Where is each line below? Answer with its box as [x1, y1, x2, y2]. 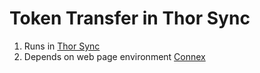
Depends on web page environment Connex [23, 50, 206, 62]
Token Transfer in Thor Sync [9, 7, 251, 30]
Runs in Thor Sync [23, 40, 101, 52]
